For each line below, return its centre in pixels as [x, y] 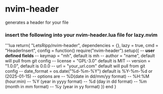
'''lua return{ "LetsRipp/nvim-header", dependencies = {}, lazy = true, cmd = [82, 46]
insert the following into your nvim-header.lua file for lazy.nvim [81, 35]
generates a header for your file [37, 22]
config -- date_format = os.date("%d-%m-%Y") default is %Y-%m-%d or [79, 71]
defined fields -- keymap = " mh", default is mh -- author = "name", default [80, 56]
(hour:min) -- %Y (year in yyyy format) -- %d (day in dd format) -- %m [76, 81]
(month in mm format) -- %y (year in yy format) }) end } [61, 87]
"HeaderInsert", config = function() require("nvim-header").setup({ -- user [80, 51]
